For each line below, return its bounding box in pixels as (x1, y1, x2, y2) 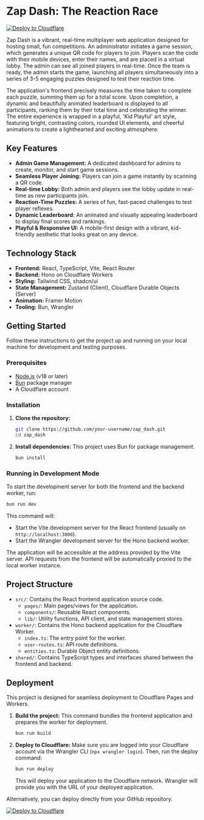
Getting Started (6, 321, 66, 331)
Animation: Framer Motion (15, 296, 82, 304)
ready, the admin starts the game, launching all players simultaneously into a (6, 68, 199, 75)
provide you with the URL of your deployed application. (15, 783, 154, 791)
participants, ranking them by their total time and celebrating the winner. (6, 106, 188, 113)
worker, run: (6, 489, 37, 497)
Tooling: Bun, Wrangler (15, 303, 74, 310)
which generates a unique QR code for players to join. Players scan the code (6, 49, 199, 56)
